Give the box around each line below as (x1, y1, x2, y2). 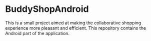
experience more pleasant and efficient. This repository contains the (5, 25, 146, 31)
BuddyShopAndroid (5, 3, 89, 15)
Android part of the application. (5, 30, 70, 36)
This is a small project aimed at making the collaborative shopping (5, 20, 141, 26)
